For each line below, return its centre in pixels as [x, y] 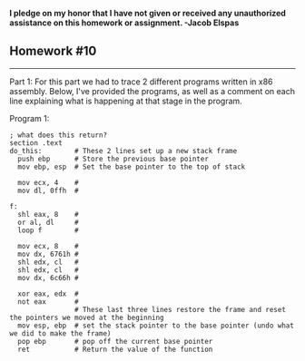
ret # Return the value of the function [115, 349]
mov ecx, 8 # [48, 246]
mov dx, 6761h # [48, 254]
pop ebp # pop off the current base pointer [115, 341]
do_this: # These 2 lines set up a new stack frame [123, 151]
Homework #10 [53, 51]
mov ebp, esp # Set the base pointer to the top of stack [132, 167]
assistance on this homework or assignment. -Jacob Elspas [124, 23]
